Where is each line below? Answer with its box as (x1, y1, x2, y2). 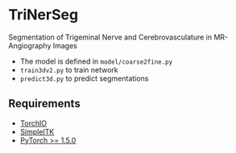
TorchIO (19, 118, 47, 128)
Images (52, 40, 78, 50)
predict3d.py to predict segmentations (19, 73, 149, 83)
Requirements (8, 97, 81, 110)
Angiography (8, 40, 52, 50)
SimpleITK (19, 126, 55, 136)
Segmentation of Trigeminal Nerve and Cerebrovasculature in (8, 32, 213, 42)
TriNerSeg (8, 6, 79, 24)
